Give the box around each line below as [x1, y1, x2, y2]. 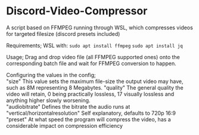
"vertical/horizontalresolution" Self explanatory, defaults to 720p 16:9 [6, 109, 176, 116]
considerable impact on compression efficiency [6, 122, 123, 129]
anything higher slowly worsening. [6, 97, 91, 104]
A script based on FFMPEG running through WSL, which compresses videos [6, 24, 194, 31]
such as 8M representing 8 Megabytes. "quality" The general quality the [6, 84, 184, 91]
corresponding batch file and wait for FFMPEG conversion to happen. [6, 60, 177, 67]
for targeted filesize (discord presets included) [6, 30, 120, 37]
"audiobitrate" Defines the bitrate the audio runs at [6, 103, 130, 110]
